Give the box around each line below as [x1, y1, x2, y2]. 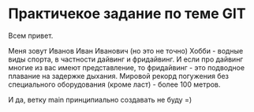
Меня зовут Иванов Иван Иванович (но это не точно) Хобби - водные [8, 46, 244, 55]
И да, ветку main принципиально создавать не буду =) [8, 95, 192, 104]
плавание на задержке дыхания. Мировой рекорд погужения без [8, 71, 230, 80]
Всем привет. [8, 31, 54, 40]
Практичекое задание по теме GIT [8, 5, 246, 23]
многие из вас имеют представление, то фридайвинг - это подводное [8, 62, 245, 72]
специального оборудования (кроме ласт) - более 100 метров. [8, 80, 221, 89]
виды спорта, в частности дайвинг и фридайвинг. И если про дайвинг [8, 54, 244, 64]
